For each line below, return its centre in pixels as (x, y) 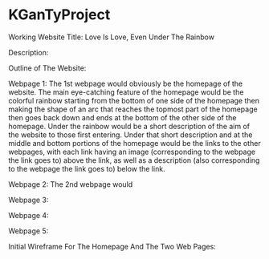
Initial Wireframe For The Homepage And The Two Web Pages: (112, 246)
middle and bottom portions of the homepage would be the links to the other (134, 143)
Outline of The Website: (47, 68)
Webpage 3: (29, 200)
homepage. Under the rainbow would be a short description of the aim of (129, 126)
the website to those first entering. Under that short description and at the (130, 135)
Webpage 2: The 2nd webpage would (71, 184)
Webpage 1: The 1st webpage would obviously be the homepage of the (126, 83)
